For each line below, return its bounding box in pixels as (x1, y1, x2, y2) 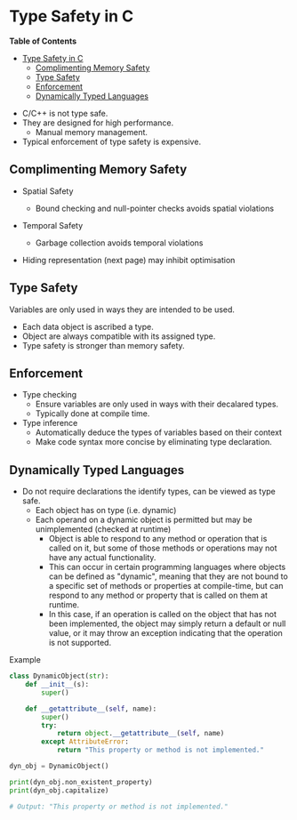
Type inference (21, 418, 78, 429)
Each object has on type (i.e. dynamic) (35, 505, 177, 516)
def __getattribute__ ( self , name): (25, 704, 157, 713)
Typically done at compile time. (35, 408, 150, 419)
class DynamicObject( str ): (9, 671, 109, 681)
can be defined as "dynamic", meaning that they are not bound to (48, 571, 289, 582)
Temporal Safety (21, 220, 84, 230)
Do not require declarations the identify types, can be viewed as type (21, 486, 276, 497)
